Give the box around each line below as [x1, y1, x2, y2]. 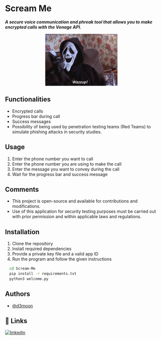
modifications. [12, 204, 41, 209]
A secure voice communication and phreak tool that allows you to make [5, 19, 153, 25]
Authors [5, 290, 30, 298]
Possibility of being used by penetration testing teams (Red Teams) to [12, 123, 151, 129]
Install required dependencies [12, 246, 72, 252]
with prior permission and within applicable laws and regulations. [12, 214, 142, 220]
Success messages [12, 119, 51, 124]
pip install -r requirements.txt [9, 272, 77, 276]
